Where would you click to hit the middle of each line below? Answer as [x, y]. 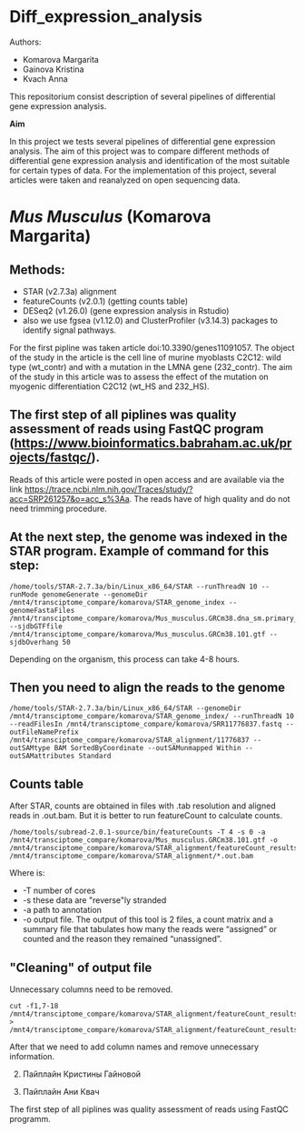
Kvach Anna [45, 78]
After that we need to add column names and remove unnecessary [134, 1047]
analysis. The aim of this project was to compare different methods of [139, 151]
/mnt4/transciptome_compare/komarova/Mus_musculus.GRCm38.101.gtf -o [144, 840]
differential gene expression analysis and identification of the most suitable [150, 160]
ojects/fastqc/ [51, 458]
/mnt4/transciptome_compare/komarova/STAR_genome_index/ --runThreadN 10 [152, 717]
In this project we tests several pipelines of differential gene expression [143, 141]
